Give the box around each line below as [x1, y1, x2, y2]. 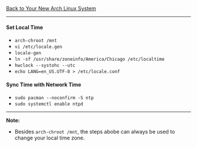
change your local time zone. [14, 134, 85, 142]
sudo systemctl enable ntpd [14, 101, 83, 107]
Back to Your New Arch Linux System [6, 5, 97, 12]
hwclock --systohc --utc [14, 62, 76, 69]
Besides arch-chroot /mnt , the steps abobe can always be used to [14, 128, 175, 135]
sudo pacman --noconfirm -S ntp [14, 95, 94, 101]
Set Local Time [6, 23, 43, 31]
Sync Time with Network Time [6, 81, 81, 88]
